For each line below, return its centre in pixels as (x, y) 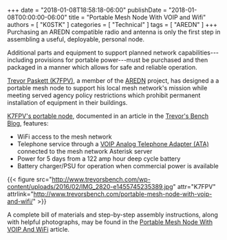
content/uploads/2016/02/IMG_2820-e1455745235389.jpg (90, 187)
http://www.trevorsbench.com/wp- (101, 179)
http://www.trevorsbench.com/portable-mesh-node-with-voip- (123, 194)
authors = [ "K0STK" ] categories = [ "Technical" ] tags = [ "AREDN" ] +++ (112, 24)
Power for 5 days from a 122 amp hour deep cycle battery (99, 159)
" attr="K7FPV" (194, 187)
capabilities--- (198, 52)
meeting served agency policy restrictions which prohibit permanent (104, 95)
